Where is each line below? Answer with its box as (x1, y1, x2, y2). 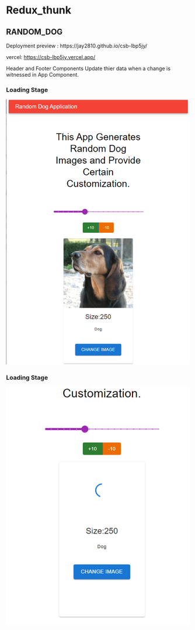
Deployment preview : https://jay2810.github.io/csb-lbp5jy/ (6, 42, 148, 49)
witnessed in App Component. (6, 71, 79, 78)
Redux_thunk (6, 4, 72, 17)
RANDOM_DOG (6, 27, 63, 37)
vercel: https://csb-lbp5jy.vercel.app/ (6, 54, 96, 60)
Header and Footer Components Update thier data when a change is (6, 65, 171, 72)
